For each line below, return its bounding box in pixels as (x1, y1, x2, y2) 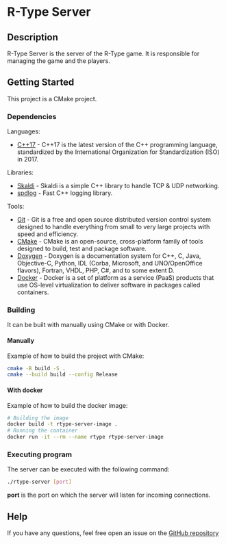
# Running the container (7, 427, 78, 435)
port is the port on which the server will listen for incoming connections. (7, 491, 211, 500)
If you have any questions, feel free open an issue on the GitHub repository (7, 529, 219, 537)
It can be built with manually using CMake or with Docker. (7, 321, 170, 329)
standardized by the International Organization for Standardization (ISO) (16, 148, 221, 156)
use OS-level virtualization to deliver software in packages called (16, 281, 201, 289)
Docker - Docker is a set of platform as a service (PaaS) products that (16, 274, 214, 282)
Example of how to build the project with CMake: (7, 352, 145, 360)
